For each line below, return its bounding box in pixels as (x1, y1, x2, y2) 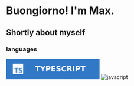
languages (6, 45, 37, 53)
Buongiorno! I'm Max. (6, 4, 115, 18)
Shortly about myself (6, 27, 86, 37)
